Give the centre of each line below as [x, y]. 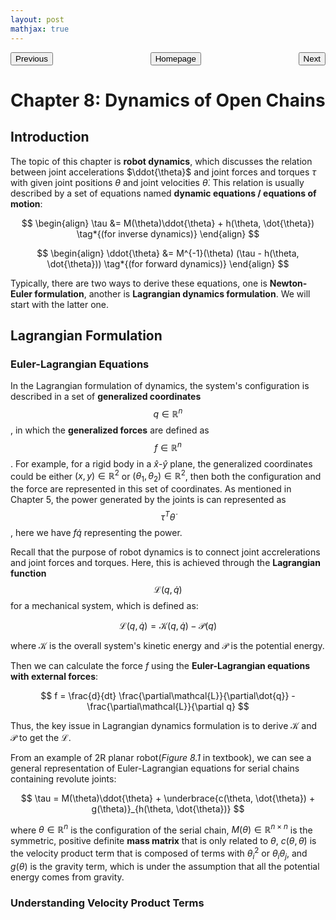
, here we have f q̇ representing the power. [96, 532]
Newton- [288, 283]
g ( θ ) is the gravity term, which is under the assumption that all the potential [165, 866]
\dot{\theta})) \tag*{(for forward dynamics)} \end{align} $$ [168, 263]
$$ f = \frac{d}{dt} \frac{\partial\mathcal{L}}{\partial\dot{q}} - [168, 695]
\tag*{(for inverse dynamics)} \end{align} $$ [168, 233]
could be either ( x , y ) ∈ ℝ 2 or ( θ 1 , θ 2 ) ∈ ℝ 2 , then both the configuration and [166, 476]
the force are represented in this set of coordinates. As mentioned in [151, 488]
